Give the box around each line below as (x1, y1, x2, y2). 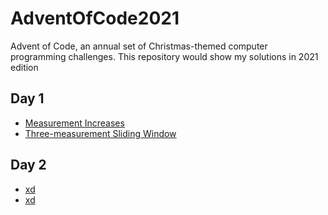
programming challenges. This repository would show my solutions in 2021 (10, 50, 319, 62)
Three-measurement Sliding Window (24, 127, 177, 139)
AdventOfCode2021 (10, 7, 180, 30)
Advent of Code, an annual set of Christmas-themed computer (10, 40, 268, 52)
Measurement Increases (24, 117, 125, 129)
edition (10, 61, 39, 73)
